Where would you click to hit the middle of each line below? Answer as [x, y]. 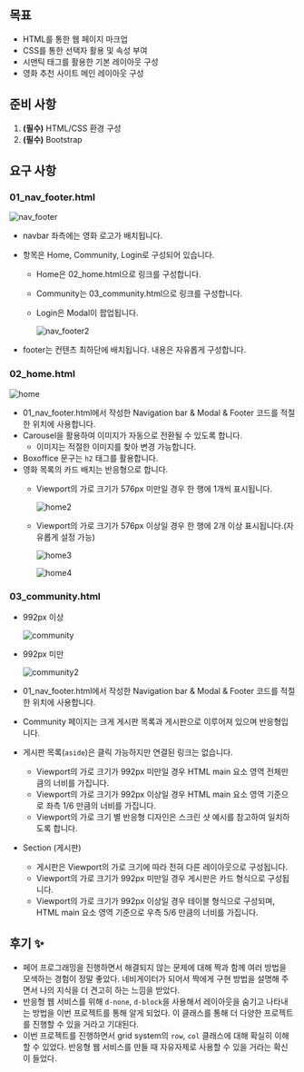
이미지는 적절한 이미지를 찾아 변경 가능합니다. [116, 446]
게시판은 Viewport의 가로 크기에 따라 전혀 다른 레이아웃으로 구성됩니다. [162, 867]
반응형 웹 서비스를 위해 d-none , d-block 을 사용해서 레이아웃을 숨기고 [143, 1001]
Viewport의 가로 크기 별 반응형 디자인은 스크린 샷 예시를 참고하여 [151, 817]
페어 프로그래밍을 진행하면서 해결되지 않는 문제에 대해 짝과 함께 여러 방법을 [155, 967]
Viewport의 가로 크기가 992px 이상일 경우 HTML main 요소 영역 [150, 794]
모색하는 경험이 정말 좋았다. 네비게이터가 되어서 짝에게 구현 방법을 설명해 [151, 978]
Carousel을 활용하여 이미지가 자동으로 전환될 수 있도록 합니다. [132, 435]
